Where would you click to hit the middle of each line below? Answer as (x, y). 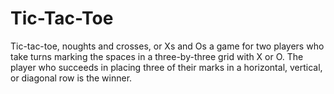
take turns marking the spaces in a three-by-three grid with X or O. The (157, 56)
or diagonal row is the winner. (71, 78)
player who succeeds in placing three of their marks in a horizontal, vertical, (166, 67)
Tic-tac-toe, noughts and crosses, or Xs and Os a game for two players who (167, 46)
